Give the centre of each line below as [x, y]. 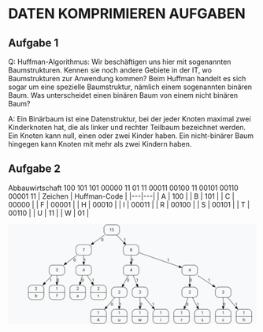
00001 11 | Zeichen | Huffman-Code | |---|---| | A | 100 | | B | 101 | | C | [121, 196]
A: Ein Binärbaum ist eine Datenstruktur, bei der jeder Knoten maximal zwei [130, 119]
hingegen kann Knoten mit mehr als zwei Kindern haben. [100, 144]
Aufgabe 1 [33, 43]
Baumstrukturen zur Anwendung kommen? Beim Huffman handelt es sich [127, 78]
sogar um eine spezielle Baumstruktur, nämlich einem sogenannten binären [130, 87]
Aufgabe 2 [35, 169]
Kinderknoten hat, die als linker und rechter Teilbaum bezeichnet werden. [127, 127]
